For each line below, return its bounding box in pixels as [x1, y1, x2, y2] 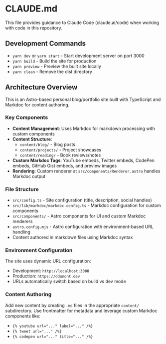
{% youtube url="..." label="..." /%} [12, 323, 93, 328]
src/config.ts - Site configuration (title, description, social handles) [12, 197, 152, 203]
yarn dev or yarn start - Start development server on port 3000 [12, 52, 145, 58]
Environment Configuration [5, 247, 73, 254]
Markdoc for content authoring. [5, 101, 70, 107]
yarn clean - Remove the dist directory [12, 68, 92, 74]
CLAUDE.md [5, 3, 58, 14]
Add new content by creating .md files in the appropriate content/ [5, 302, 140, 308]
